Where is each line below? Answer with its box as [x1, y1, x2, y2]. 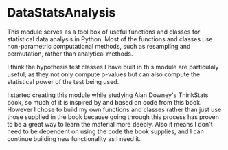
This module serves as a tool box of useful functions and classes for [7, 28, 201, 36]
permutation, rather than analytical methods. [7, 50, 133, 58]
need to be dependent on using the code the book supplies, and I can [7, 127, 204, 136]
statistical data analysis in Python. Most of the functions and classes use [7, 34, 213, 43]
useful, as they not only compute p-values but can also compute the [7, 70, 201, 78]
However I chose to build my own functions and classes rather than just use [7, 105, 222, 114]
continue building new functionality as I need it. [7, 134, 141, 142]
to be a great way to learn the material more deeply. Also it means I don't [7, 120, 213, 128]
